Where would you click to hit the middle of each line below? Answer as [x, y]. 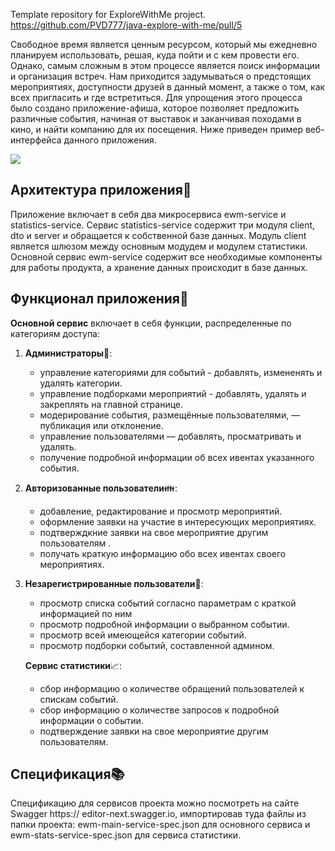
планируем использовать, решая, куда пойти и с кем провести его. [155, 55]
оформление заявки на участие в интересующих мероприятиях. [178, 521]
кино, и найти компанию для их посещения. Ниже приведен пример [156, 129]
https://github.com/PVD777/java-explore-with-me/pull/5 [126, 25]
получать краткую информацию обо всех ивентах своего [163, 553]
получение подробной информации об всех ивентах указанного [177, 457]
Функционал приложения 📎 [99, 299]
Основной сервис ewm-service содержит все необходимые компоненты [166, 256]
